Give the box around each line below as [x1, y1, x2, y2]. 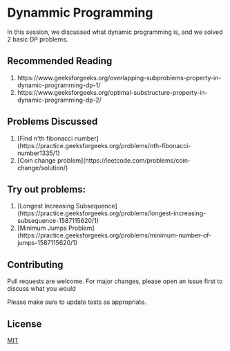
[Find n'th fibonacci [17, 134, 73, 143]
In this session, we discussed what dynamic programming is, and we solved [7, 28, 223, 36]
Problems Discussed [7, 116, 98, 127]
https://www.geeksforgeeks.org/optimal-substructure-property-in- [17, 88, 209, 96]
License [7, 318, 42, 330]
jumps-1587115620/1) [17, 239, 78, 247]
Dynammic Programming [7, 5, 153, 21]
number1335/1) [17, 149, 60, 157]
